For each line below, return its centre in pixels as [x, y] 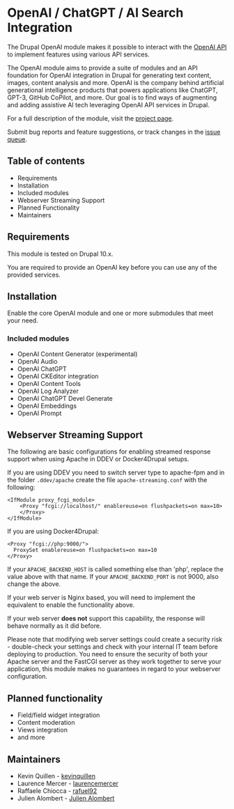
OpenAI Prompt [39, 413]
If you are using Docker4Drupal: [53, 532]
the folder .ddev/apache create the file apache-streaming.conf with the [107, 480]
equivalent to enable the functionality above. [71, 605]
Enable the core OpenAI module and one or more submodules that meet [110, 313]
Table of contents [46, 161]
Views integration [42, 730]
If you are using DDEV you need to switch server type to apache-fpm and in [116, 472]
